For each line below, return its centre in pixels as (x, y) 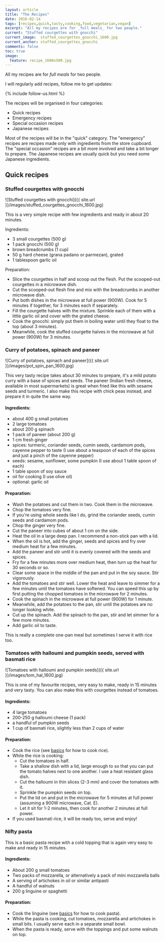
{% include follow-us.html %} (35, 94)
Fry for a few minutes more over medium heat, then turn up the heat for (84, 562)
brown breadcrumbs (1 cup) (40, 249)
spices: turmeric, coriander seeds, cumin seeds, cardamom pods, (79, 445)
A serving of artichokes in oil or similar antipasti (61, 880)
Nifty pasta (19, 832)
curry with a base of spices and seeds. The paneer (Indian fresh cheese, (79, 381)
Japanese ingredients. (28, 159)
